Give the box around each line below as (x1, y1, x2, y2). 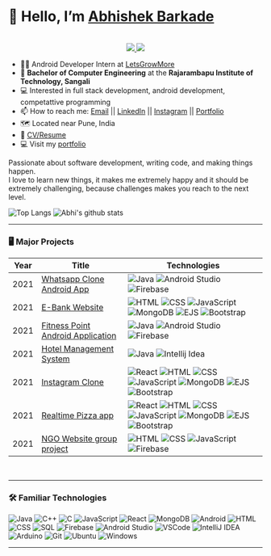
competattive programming (19, 97, 111, 107)
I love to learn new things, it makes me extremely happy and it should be (8, 175, 248, 184)
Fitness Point (41, 320, 91, 331)
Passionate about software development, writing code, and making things (8, 158, 253, 167)
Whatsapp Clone (41, 274, 105, 285)
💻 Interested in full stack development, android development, (19, 85, 226, 95)
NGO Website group (41, 433, 118, 444)
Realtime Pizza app (41, 410, 115, 421)
